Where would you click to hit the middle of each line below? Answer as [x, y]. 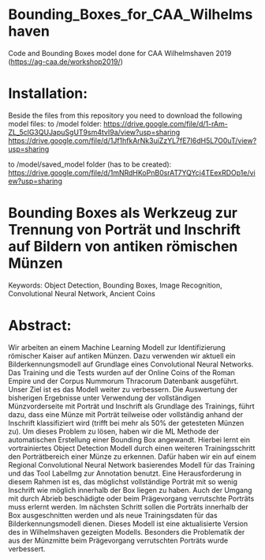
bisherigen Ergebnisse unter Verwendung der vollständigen [105, 397]
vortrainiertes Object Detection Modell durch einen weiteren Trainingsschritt [132, 448]
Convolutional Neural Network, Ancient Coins [82, 293]
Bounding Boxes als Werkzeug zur [123, 213]
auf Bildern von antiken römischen [123, 247]
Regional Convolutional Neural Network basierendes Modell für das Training [131, 464]
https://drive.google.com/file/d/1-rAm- [166, 123]
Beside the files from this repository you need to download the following [125, 115]
